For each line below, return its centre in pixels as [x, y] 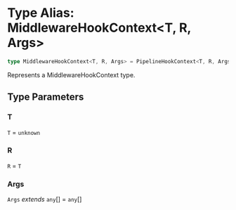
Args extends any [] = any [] [45, 199]
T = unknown [24, 132]
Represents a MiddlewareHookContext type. [71, 74]
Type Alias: [41, 13]
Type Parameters [46, 97]
